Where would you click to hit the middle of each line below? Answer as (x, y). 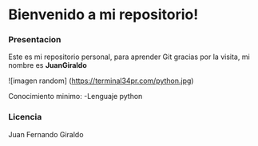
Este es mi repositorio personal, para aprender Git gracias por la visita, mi (129, 57)
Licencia (25, 117)
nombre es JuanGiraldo (48, 65)
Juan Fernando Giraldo (46, 134)
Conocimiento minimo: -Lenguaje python (75, 97)
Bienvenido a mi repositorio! (103, 15)
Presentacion (35, 40)
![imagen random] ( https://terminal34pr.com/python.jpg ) (101, 81)
